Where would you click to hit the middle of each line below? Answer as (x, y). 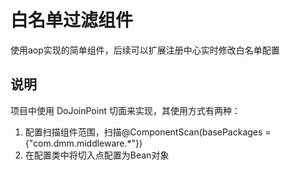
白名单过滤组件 (72, 20)
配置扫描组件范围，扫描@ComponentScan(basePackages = (148, 132)
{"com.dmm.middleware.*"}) (83, 143)
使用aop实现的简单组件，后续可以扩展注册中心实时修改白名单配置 (145, 50)
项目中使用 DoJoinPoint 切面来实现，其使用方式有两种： (125, 110)
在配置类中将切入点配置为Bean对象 (97, 155)
